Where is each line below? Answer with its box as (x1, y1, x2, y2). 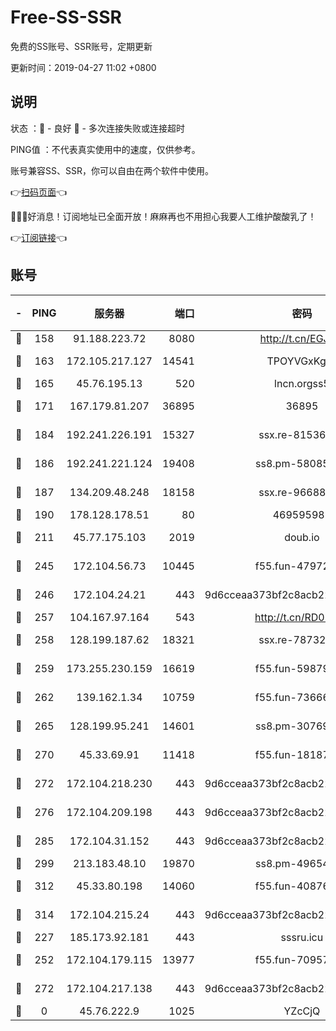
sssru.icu (280, 930, 324, 944)
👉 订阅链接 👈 (10, 231, 68, 243)
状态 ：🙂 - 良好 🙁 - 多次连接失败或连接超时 (10, 122, 185, 134)
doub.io (284, 530, 320, 544)
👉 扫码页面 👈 (10, 186, 68, 198)
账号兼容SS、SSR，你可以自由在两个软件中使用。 (10, 164, 214, 176)
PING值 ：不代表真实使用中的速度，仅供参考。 (10, 143, 201, 155)
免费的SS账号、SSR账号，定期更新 (10, 40, 153, 52)
